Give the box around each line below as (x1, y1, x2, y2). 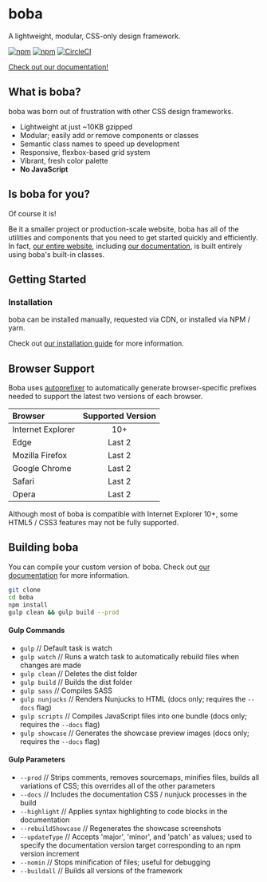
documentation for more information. (8, 570, 130, 579)
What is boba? (8, 85, 81, 99)
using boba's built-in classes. (8, 249, 105, 259)
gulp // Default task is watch (19, 643, 113, 653)
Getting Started (8, 272, 87, 286)
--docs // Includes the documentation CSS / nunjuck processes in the (19, 789, 247, 799)
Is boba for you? (8, 188, 90, 201)
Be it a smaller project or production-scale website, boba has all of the (8, 224, 239, 234)
